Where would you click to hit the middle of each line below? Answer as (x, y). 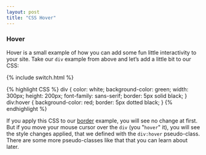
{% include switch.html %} (40, 77)
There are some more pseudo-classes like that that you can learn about (97, 140)
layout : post (23, 12)
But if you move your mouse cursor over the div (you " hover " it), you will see (103, 127)
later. (13, 146)
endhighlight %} (27, 108)
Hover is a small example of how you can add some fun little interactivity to (101, 52)
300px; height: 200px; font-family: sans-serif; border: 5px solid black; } (97, 96)
